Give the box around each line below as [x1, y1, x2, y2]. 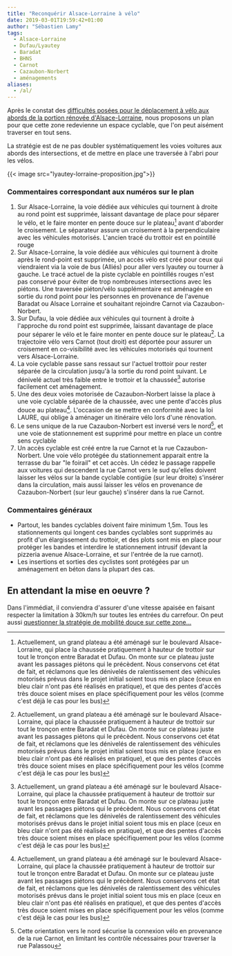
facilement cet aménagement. [17, 383, 102, 391]
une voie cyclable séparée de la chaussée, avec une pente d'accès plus [17, 397, 222, 405]
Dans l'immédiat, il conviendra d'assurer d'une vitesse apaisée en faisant [7, 603, 215, 612]
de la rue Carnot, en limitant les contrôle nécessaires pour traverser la [17, 934, 216, 942]
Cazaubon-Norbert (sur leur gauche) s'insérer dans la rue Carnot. [17, 488, 205, 496]
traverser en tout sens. [7, 129, 72, 137]
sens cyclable [17, 436, 57, 445]
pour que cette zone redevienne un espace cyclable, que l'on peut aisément [7, 121, 224, 129]
